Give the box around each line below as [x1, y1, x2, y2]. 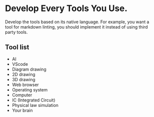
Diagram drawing [12, 66, 47, 72]
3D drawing [12, 76, 35, 82]
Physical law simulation [12, 102, 59, 108]
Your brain [12, 107, 33, 113]
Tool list [5, 43, 29, 51]
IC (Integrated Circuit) [12, 97, 56, 103]
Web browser [12, 82, 39, 88]
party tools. [5, 29, 28, 35]
